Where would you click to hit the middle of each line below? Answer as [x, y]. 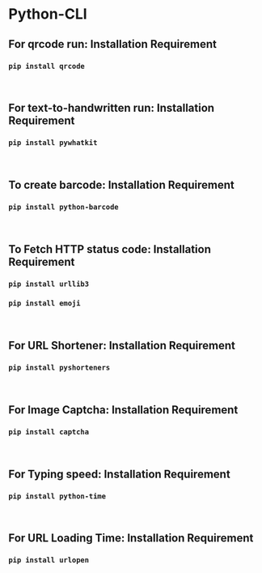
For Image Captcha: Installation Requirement [123, 410]
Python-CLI [48, 14]
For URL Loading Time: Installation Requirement [131, 539]
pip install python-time [57, 496]
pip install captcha [49, 432]
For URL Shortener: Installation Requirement [122, 346]
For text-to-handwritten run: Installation [112, 108]
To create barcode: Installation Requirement [121, 184]
